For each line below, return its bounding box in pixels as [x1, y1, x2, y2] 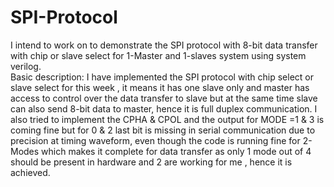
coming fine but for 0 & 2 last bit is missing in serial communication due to [10, 124, 316, 136]
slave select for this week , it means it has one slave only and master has [10, 81, 310, 93]
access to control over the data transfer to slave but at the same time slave [10, 92, 318, 104]
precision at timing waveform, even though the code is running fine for [10, 134, 301, 146]
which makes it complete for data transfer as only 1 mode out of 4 [41, 145, 312, 157]
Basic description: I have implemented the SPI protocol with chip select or [10, 71, 315, 83]
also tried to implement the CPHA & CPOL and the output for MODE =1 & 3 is [10, 113, 325, 125]
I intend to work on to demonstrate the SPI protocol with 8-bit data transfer [10, 39, 318, 51]
